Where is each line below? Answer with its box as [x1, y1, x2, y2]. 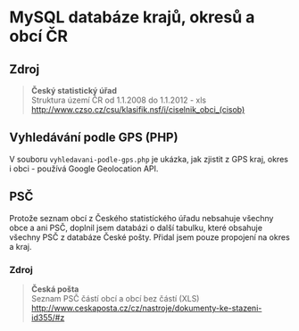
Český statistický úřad [30, 86, 118, 95]
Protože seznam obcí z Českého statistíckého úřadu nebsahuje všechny [9, 212, 274, 223]
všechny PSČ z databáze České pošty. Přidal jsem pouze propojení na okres [9, 231, 290, 243]
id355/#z [30, 311, 65, 323]
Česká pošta [30, 284, 79, 294]
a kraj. [9, 241, 33, 252]
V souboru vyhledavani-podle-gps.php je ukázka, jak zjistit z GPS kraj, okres [9, 153, 288, 164]
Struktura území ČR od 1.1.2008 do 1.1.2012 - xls [30, 95, 207, 105]
